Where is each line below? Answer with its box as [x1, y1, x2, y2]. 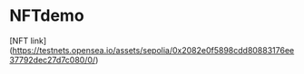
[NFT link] [9, 35, 47, 46]
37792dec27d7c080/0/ [9, 54, 96, 65]
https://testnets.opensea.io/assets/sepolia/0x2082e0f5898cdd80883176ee [12, 44, 295, 55]
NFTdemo [9, 5, 84, 26]
